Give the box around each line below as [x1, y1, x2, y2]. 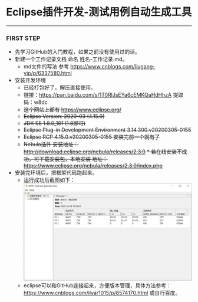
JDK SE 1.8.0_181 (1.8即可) [23, 120, 86, 127]
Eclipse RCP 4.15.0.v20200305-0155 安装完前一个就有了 [23, 133, 160, 140]
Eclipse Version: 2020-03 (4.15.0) [23, 113, 105, 120]
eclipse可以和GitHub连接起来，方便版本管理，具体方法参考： [23, 281, 172, 289]
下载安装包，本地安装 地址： [39, 156, 108, 163]
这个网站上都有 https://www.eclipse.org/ [23, 106, 122, 113]
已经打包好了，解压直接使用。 [23, 84, 96, 91]
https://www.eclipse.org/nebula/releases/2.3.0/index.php [23, 162, 163, 169]
